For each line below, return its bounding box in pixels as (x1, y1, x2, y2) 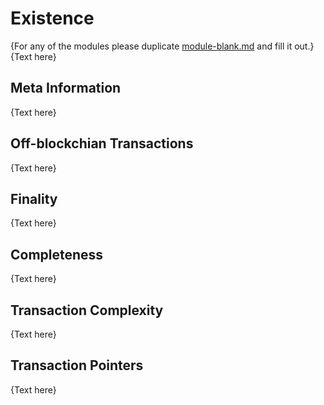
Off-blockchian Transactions (10, 135, 194, 152)
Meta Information (10, 80, 122, 97)
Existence (10, 7, 95, 30)
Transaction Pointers (10, 357, 144, 374)
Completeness (10, 246, 104, 263)
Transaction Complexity (10, 302, 164, 319)
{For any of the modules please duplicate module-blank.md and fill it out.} (10, 40, 315, 52)
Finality (10, 190, 58, 207)
